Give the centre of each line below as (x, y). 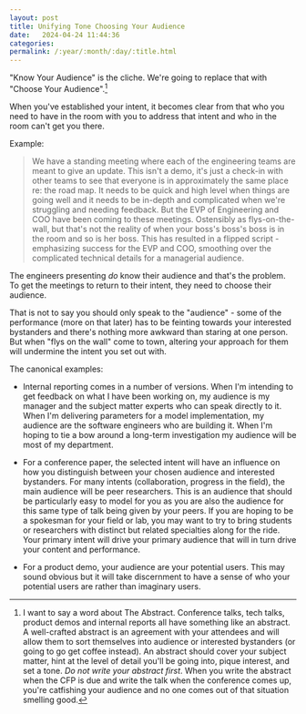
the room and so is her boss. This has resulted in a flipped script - (155, 239)
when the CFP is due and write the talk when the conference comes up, (157, 680)
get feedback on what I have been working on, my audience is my (146, 396)
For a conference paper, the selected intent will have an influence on (151, 462)
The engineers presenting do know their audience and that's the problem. (148, 275)
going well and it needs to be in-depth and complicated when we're (158, 199)
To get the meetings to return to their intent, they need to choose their (140, 285)
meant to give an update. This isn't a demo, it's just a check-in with (158, 170)
